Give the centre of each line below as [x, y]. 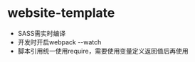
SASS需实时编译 [42, 33]
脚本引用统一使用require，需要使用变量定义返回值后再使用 [103, 51]
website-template [61, 13]
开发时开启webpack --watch [59, 42]
